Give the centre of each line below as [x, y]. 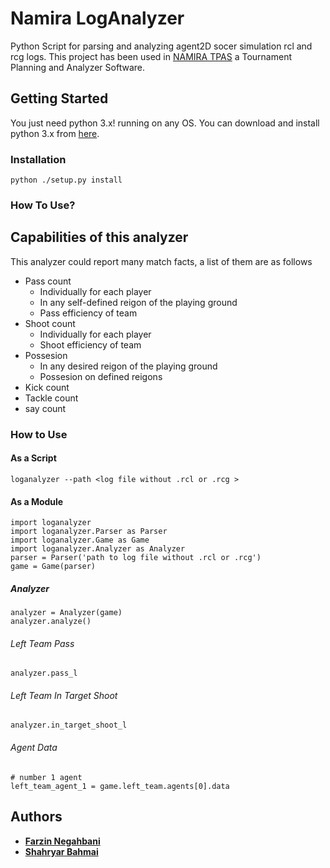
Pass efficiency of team [88, 313]
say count [45, 408]
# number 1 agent [46, 777]
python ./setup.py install [66, 180]
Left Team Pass [42, 643]
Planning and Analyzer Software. [77, 67]
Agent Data [34, 748]
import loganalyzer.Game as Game [80, 540]
